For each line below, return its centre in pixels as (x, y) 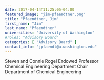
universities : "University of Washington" (50, 33)
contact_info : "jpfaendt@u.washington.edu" (51, 47)
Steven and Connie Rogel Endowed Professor (52, 61)
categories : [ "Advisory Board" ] (41, 42)
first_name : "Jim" (24, 24)
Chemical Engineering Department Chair (47, 66)
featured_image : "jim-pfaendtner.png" (45, 14)
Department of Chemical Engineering (43, 72)
